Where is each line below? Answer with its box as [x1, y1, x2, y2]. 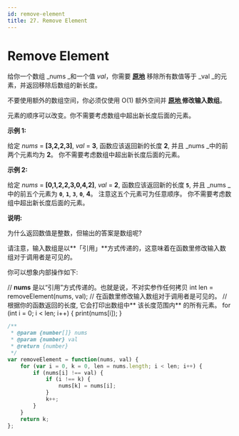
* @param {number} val [10, 336, 78, 343]
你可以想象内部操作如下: [7, 268, 78, 276]
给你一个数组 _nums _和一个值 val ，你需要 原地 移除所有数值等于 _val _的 [7, 72, 221, 81]
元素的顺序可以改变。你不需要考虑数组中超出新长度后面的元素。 [7, 111, 195, 120]
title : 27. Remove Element [7, 17, 88, 24]
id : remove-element [7, 10, 66, 18]
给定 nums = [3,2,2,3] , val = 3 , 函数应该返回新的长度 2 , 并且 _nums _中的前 [7, 142, 228, 150]
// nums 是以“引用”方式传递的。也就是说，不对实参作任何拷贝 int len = [7, 283, 214, 292]
